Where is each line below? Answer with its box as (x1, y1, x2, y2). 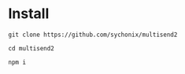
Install (8, 5, 50, 23)
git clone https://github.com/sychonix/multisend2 (8, 31, 178, 39)
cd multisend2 (8, 44, 55, 52)
